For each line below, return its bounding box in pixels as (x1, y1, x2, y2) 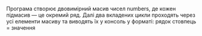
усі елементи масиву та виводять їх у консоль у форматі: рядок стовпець (6, 18, 197, 25)
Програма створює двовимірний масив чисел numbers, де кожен (6, 5, 176, 12)
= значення (6, 24, 36, 31)
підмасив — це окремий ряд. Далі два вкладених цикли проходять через (6, 11, 196, 19)
